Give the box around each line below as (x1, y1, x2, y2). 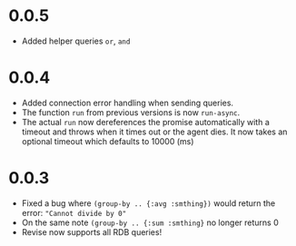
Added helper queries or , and (21, 35, 131, 46)
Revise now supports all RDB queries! (21, 226, 163, 237)
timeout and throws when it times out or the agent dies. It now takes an (21, 126, 288, 137)
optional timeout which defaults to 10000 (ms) (21, 135, 194, 146)
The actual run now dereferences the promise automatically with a (21, 116, 270, 127)
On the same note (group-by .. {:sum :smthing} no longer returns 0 (21, 217, 279, 228)
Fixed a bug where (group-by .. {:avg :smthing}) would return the (21, 197, 276, 209)
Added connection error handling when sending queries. (21, 97, 233, 108)
